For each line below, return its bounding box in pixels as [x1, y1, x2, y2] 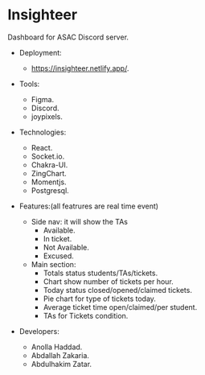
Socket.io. [31, 151, 65, 161]
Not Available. [43, 242, 90, 252]
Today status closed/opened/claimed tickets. [43, 285, 192, 295]
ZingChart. [31, 168, 68, 178]
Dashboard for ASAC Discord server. [7, 32, 129, 42]
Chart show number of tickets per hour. [43, 276, 174, 286]
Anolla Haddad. [31, 342, 83, 352]
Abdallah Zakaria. [31, 350, 90, 360]
